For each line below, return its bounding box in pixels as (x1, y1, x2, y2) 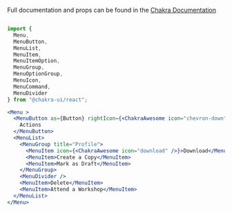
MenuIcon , (13, 77, 41, 84)
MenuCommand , (13, 83, 51, 90)
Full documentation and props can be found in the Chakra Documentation (7, 6, 216, 14)
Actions (19, 121, 41, 129)
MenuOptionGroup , (13, 71, 64, 78)
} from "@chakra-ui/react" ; (7, 96, 88, 103)
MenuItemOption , (13, 58, 60, 64)
